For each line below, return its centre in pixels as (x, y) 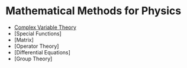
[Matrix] (24, 40)
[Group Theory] (33, 59)
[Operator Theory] (36, 46)
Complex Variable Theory (45, 27)
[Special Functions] (38, 33)
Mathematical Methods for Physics (93, 11)
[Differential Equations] (42, 52)
